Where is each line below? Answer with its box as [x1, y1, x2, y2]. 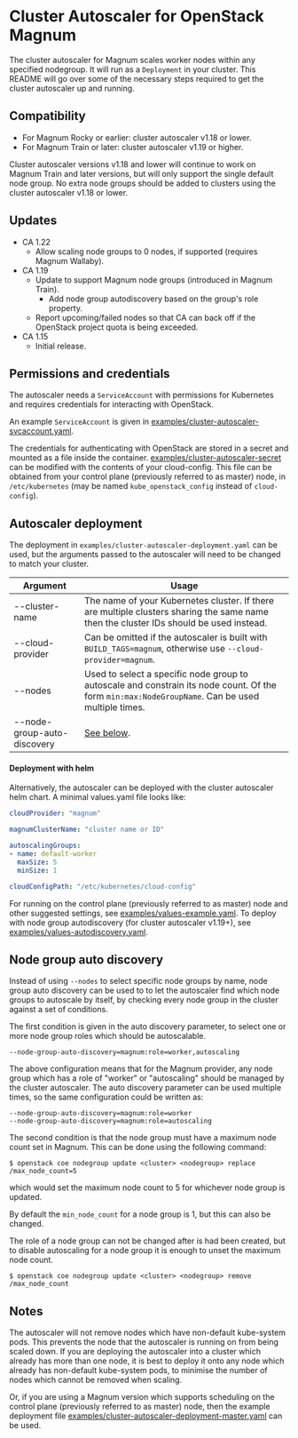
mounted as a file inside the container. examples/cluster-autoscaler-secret [9, 452, 282, 463]
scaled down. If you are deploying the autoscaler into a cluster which [9, 1346, 262, 1357]
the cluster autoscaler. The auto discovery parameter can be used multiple [9, 1082, 282, 1093]
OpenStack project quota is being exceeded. [35, 322, 199, 332]
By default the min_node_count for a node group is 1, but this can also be [9, 1209, 271, 1219]
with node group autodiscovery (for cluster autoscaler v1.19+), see [9, 917, 251, 928]
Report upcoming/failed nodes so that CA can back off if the [35, 312, 255, 323]
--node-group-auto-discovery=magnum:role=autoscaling [9, 1117, 213, 1126]
